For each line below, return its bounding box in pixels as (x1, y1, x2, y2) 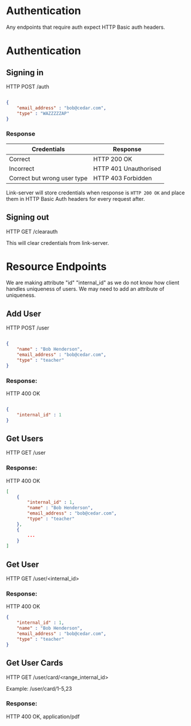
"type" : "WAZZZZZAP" (16, 110, 69, 116)
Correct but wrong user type (9, 174, 88, 182)
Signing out (6, 213, 49, 223)
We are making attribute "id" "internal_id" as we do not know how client (6, 279, 180, 286)
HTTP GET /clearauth (6, 228, 58, 235)
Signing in (6, 68, 44, 78)
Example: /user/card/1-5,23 (6, 685, 72, 692)
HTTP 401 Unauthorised (93, 164, 162, 173)
